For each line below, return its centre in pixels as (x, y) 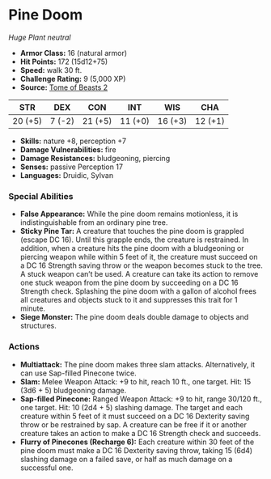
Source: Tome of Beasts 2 (64, 87)
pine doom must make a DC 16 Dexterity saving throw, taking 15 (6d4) (136, 450)
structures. (38, 326)
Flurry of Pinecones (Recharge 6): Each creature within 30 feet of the (137, 442)
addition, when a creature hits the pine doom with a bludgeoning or (132, 248)
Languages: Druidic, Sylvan (67, 175)
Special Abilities (41, 196)
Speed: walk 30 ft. (51, 70)
